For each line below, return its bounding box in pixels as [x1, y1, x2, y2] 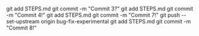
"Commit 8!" [6, 24, 37, 31]
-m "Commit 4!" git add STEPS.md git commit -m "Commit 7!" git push [6, 11, 180, 19]
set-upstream [6, 18, 40, 25]
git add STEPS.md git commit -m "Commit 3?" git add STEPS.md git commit [6, 5, 194, 12]
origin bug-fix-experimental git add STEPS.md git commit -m [41, 18, 191, 25]
